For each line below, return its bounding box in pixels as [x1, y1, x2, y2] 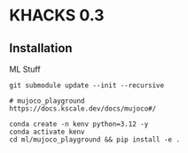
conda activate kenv [9, 127, 86, 136]
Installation [9, 41, 73, 56]
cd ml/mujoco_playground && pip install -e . [9, 135, 180, 144]
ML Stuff [9, 64, 42, 74]
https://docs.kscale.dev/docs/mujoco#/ [9, 104, 157, 113]
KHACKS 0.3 [9, 5, 105, 26]
